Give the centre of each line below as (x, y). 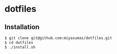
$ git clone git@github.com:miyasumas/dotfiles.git (58, 38)
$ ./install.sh (20, 47)
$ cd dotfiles (19, 42)
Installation (22, 27)
